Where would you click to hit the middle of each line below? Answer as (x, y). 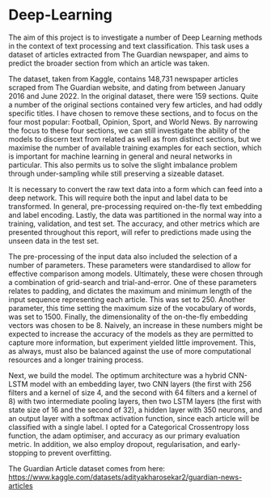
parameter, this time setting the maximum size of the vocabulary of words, (132, 308)
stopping (23, 453)
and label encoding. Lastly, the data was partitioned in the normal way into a (135, 215)
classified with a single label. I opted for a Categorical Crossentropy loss (129, 427)
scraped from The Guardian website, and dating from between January (127, 87)
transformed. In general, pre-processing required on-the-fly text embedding (135, 206)
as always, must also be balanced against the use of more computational (130, 351)
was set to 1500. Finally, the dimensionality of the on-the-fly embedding (128, 317)
